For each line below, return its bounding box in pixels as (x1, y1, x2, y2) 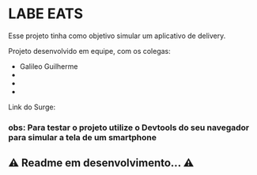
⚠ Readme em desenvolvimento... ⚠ (8, 156, 195, 170)
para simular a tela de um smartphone (8, 131, 157, 143)
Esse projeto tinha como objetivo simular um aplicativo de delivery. (8, 31, 226, 40)
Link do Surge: (8, 102, 56, 112)
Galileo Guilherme (19, 61, 78, 71)
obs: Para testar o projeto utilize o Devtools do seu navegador (8, 122, 250, 133)
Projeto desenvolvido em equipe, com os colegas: (8, 46, 172, 55)
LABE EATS (8, 5, 84, 23)
